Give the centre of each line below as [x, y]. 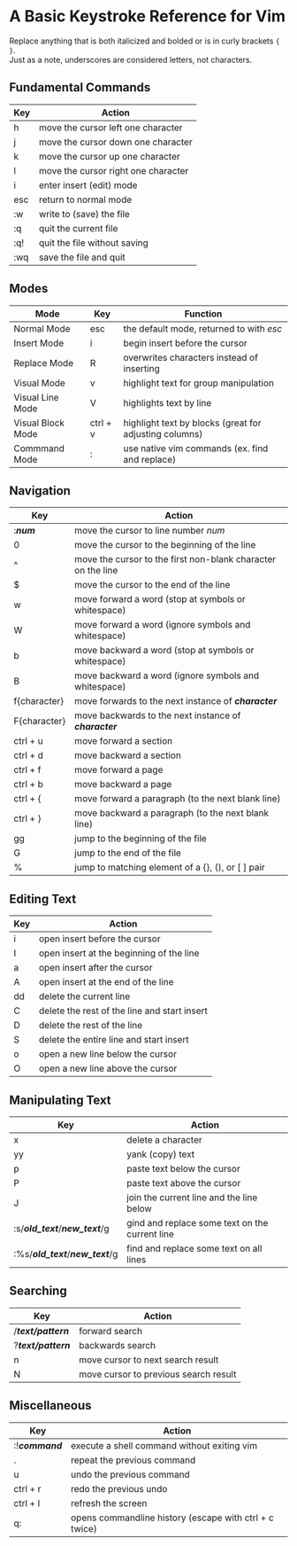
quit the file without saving [93, 243]
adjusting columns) [163, 433]
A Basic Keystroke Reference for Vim [147, 16]
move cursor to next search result [149, 1360]
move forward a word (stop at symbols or [160, 599]
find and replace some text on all [194, 1249]
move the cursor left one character [110, 128]
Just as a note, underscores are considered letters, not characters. [131, 59]
